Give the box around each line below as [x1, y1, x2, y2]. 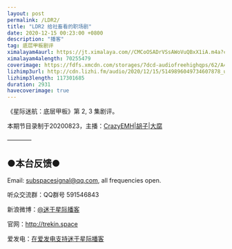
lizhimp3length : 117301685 [7, 74, 85, 82]
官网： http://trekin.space [7, 219, 78, 228]
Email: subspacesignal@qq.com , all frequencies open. [7, 176, 162, 184]
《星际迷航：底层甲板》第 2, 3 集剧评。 [7, 107, 119, 116]
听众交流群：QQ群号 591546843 [7, 190, 99, 199]
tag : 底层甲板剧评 [7, 42, 54, 49]
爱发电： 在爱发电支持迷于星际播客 [7, 234, 104, 243]
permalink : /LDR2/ [7, 17, 60, 24]
